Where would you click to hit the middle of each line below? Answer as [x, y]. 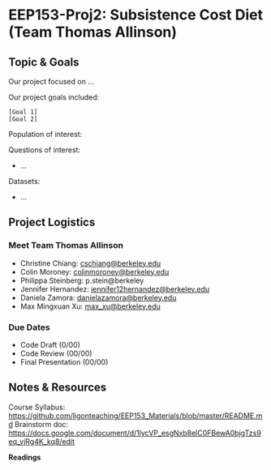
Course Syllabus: [37, 407]
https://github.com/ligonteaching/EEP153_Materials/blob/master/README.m [135, 416]
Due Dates [29, 327]
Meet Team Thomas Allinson [66, 246]
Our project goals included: [54, 97]
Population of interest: [45, 134]
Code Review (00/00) [56, 353]
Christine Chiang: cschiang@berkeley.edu [90, 263]
